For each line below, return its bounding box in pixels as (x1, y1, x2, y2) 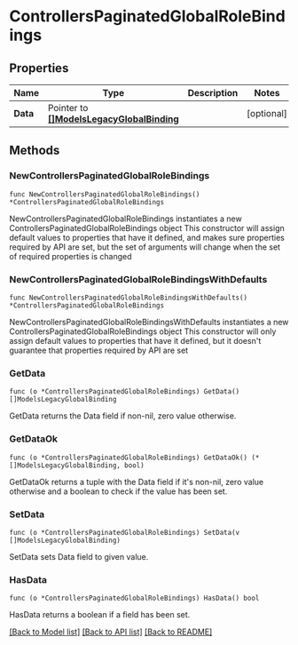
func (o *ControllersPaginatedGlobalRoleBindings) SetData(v (9, 528, 240, 537)
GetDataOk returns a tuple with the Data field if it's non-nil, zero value (9, 476, 264, 487)
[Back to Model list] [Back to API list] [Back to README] (9, 626, 213, 637)
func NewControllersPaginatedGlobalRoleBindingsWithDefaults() (9, 293, 248, 302)
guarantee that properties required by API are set (9, 345, 189, 355)
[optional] (247, 107, 288, 119)
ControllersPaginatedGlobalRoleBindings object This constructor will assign (9, 222, 286, 233)
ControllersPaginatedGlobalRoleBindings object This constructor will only (9, 326, 277, 337)
